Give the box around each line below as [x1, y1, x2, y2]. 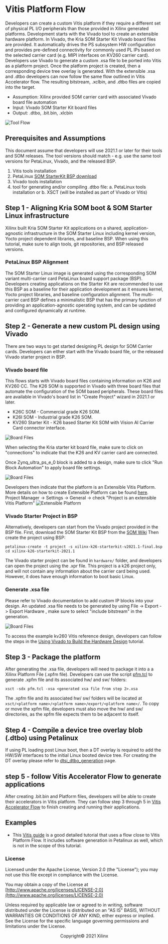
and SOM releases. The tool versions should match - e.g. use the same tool [5, 153, 161, 159]
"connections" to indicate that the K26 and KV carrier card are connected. [5, 449, 158, 455]
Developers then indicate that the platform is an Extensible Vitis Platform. [5, 484, 156, 490]
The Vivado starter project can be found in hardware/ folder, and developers [5, 558, 162, 564]
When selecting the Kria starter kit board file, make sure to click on [5, 444, 143, 450]
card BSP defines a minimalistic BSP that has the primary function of [20, 297, 161, 303]
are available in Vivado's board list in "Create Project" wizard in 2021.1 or [5, 393, 155, 399]
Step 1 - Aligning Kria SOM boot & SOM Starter [5, 204, 152, 212]
